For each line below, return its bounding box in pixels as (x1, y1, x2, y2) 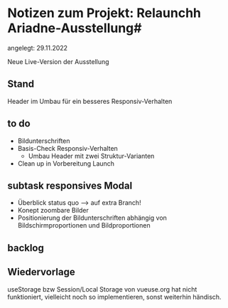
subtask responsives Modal (7, 179, 133, 191)
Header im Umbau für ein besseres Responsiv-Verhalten (7, 97, 173, 105)
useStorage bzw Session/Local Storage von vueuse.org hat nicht (7, 285, 197, 293)
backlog (7, 242, 45, 254)
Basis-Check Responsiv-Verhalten (17, 144, 119, 152)
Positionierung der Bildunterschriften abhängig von (17, 213, 167, 222)
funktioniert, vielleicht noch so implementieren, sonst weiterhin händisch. (7, 292, 222, 301)
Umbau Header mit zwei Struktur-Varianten (28, 152, 155, 160)
